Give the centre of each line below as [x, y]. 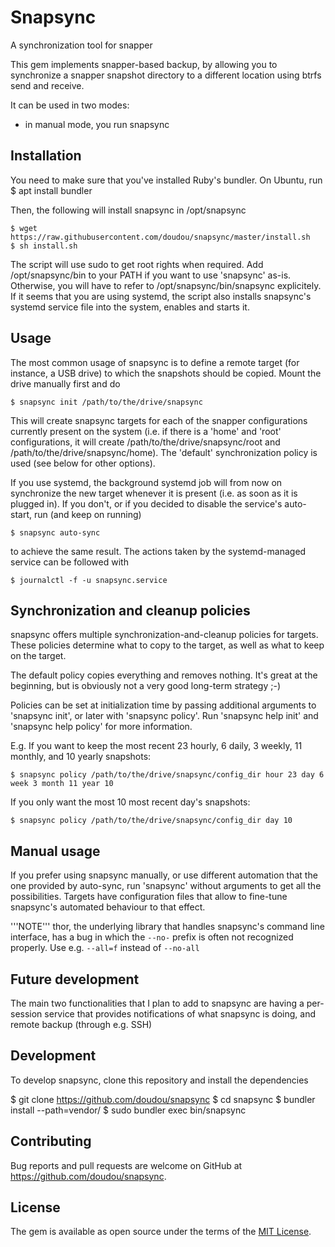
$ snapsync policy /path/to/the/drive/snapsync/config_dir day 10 [151, 821]
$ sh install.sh [44, 246]
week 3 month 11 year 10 [62, 784]
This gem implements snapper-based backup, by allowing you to [144, 64]
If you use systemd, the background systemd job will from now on [146, 482]
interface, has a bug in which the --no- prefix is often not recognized [152, 937]
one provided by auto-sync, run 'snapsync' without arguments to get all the [166, 886]
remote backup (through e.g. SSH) [81, 1024]
